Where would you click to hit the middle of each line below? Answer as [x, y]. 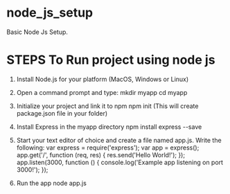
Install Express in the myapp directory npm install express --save [109, 127]
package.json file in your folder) [62, 113]
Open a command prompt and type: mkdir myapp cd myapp [102, 92]
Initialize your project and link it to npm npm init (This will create [107, 106]
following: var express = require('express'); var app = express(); [108, 148]
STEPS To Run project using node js [111, 60]
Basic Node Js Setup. [37, 32]
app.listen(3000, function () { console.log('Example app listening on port [120, 162]
